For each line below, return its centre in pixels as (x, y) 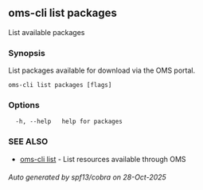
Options (24, 105)
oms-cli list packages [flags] (60, 85)
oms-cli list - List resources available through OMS (103, 159)
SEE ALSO (28, 141)
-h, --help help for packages (69, 122)
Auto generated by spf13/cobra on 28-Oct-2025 (88, 177)
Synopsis (27, 53)
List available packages (47, 32)
